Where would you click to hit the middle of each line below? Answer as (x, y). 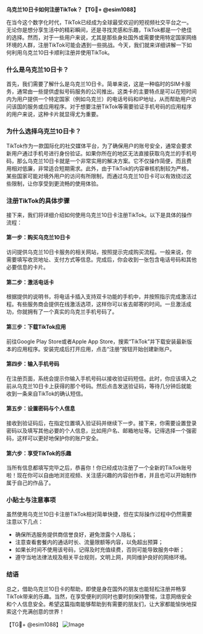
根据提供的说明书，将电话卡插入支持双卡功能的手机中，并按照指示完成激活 (99, 297)
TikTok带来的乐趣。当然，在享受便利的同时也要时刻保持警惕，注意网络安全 (99, 596)
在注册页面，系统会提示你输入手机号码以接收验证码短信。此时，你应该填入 (99, 378)
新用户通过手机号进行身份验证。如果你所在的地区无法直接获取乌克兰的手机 (99, 153)
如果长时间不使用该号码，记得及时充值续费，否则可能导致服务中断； (100, 550)
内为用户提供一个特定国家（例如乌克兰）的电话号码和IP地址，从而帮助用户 (99, 99)
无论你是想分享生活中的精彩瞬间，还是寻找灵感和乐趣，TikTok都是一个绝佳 (99, 30)
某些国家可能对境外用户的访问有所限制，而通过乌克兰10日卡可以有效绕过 (96, 176)
